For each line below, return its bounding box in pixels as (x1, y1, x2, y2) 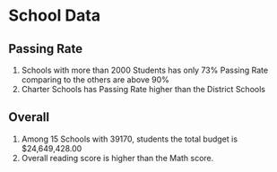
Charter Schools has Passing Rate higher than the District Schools (21, 84, 266, 94)
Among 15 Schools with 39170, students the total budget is (21, 133, 238, 144)
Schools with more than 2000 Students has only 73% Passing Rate (21, 64, 269, 75)
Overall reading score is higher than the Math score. (21, 152, 214, 163)
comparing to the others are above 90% (21, 74, 169, 85)
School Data (8, 5, 100, 26)
